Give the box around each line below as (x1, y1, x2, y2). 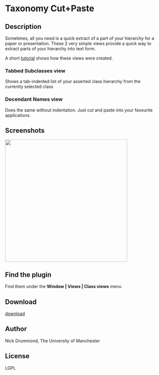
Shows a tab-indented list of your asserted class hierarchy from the (5, 79, 141, 85)
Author (5, 325, 27, 333)
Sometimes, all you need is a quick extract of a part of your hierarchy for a (5, 35, 155, 41)
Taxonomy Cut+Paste (5, 3, 95, 14)
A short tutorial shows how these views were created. (5, 55, 113, 61)
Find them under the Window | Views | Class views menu (5, 284, 122, 289)
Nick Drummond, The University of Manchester (5, 338, 100, 344)
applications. (5, 112, 31, 118)
